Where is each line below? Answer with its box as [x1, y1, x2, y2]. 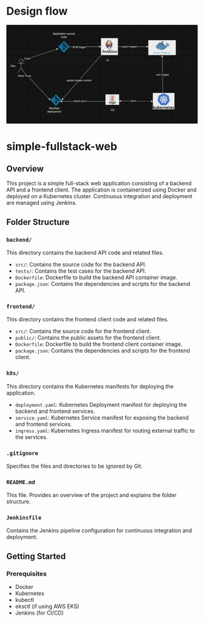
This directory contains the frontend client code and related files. [6, 316, 169, 323]
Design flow [6, 4, 68, 18]
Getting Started [6, 551, 66, 562]
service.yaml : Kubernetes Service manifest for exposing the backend [15, 413, 189, 421]
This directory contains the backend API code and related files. [6, 249, 164, 256]
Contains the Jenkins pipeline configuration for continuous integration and [6, 527, 192, 534]
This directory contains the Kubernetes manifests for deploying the [6, 382, 174, 390]
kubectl [15, 596, 35, 604]
